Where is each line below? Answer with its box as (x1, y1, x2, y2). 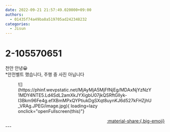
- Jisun (10, 26, 26, 31)
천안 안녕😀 (5, 65, 28, 71)
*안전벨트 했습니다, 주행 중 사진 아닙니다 (5, 72, 84, 78)
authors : (5, 12, 24, 17)
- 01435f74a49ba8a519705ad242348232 (10, 17, 87, 22)
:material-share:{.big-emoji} (107, 118, 165, 124)
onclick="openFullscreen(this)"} (18, 108, 85, 114)
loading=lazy (70, 103, 98, 109)
